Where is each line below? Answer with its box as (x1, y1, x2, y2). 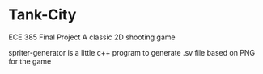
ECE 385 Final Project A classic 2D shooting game (8, 32, 176, 42)
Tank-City (8, 6, 77, 24)
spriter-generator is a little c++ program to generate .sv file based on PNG (8, 47, 256, 57)
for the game (8, 56, 52, 66)
